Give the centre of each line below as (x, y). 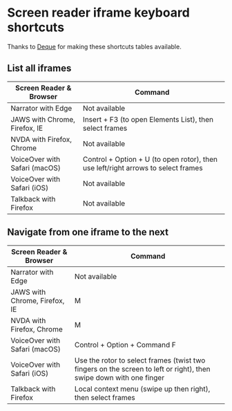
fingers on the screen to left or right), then (143, 369)
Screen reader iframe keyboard (98, 13)
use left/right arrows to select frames (143, 167)
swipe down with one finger (119, 377)
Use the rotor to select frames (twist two (140, 360)
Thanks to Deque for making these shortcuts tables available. (94, 46)
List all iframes (39, 68)
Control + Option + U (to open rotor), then (150, 159)
